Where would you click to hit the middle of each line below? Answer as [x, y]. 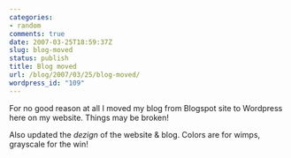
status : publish [39, 58]
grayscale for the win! [49, 144]
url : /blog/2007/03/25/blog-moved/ [75, 75]
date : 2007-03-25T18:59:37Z [61, 42]
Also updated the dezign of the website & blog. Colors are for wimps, [135, 134]
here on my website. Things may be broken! [89, 117]
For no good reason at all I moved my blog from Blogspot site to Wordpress [146, 108]
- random [25, 26]
